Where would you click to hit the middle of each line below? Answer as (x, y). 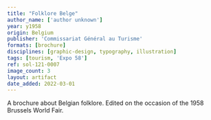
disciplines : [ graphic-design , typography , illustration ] (92, 52)
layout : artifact (32, 77)
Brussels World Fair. (35, 110)
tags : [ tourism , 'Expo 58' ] (47, 58)
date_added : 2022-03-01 (41, 84)
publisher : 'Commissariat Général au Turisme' (75, 39)
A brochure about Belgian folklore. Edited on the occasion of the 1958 (105, 103)
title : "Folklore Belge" (43, 13)
